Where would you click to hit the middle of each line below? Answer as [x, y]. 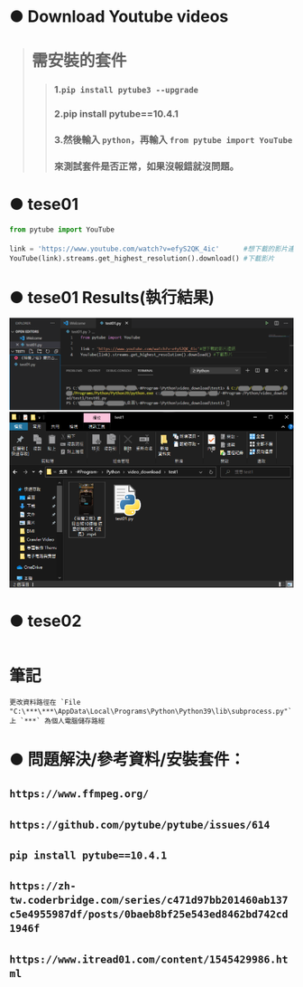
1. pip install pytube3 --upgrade [126, 90]
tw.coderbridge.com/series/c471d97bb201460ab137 [149, 900]
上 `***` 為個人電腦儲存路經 [57, 721]
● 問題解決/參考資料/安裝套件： [127, 759]
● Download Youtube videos [119, 17]
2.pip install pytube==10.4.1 [116, 114]
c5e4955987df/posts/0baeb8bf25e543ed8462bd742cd [149, 914]
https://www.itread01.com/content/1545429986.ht [149, 959]
